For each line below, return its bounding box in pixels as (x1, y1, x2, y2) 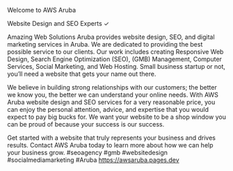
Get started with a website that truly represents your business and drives (7, 133, 216, 142)
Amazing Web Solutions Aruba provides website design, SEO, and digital (7, 33, 215, 41)
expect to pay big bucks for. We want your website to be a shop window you (7, 113, 226, 121)
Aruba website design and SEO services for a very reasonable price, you (7, 98, 216, 106)
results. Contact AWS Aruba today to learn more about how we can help (7, 141, 214, 149)
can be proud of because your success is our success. (7, 120, 165, 128)
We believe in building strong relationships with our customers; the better (7, 83, 217, 91)
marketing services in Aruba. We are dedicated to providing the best (7, 40, 203, 48)
